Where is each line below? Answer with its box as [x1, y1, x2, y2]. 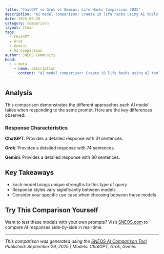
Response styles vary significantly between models [12, 187, 116, 192]
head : [5, 57, 16, 62]
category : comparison [5, 21, 49, 26]
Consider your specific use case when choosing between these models [12, 191, 156, 198]
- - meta [9, 62, 27, 66]
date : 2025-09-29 [5, 16, 41, 21]
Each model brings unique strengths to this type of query [12, 181, 127, 187]
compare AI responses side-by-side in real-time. [5, 224, 102, 230]
